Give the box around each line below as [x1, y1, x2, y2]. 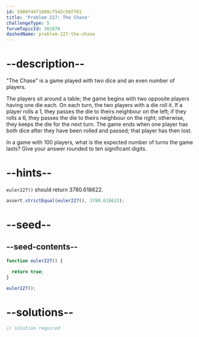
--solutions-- [6, 305, 74, 319]
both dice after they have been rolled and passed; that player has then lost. [6, 127, 192, 134]
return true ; [11, 268, 44, 274]
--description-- [6, 57, 85, 71]
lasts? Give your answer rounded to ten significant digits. [6, 145, 147, 152]
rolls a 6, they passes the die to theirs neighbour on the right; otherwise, [6, 114, 185, 122]
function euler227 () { [6, 258, 63, 264]
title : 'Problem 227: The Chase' [6, 14, 90, 20]
